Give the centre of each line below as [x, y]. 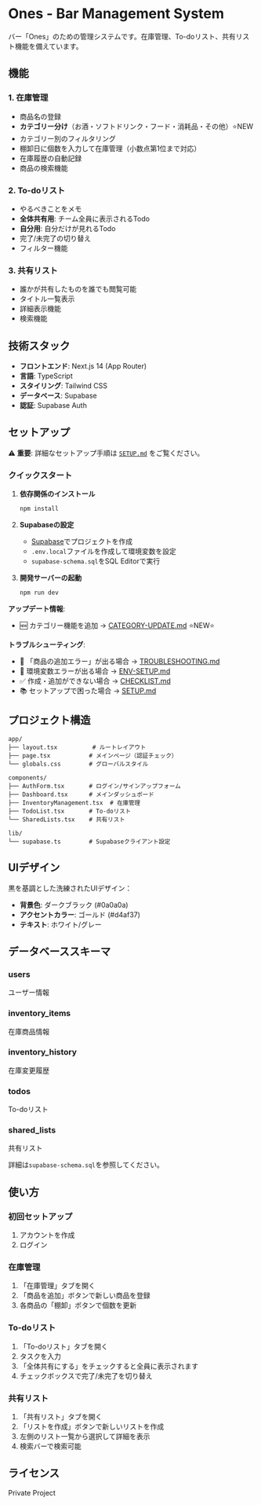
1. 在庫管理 [28, 97]
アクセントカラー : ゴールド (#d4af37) [80, 914]
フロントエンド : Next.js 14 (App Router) [83, 366]
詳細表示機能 [40, 309]
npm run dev [39, 593]
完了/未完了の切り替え [55, 238]
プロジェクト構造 [49, 720]
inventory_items [40, 1013]
